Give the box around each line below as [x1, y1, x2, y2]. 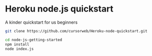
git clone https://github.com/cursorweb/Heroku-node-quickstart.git [5, 28, 148, 33]
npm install [5, 42, 29, 47]
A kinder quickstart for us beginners [5, 19, 78, 25]
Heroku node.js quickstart [5, 3, 113, 14]
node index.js [5, 46, 34, 51]
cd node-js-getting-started [5, 37, 63, 42]
